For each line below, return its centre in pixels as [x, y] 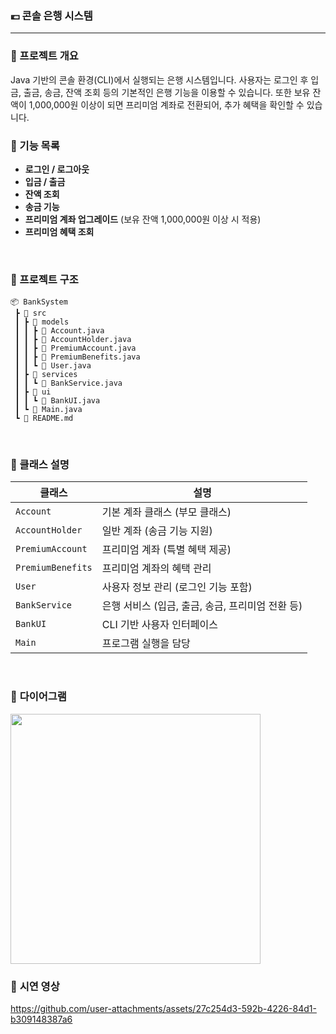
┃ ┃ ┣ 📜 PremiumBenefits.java [77, 357]
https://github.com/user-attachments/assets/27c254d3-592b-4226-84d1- [163, 1009]
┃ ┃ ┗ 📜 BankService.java [68, 383]
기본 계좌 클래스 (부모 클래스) [166, 512]
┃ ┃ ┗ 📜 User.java [53, 366]
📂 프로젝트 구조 [44, 279]
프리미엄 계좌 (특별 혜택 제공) [166, 550]
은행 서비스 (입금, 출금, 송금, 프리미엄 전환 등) [202, 606]
